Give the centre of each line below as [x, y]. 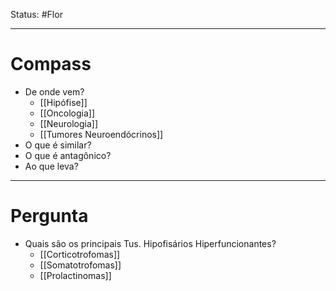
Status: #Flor [36, 14]
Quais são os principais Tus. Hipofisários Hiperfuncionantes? [150, 243]
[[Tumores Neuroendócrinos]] [101, 134]
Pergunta [49, 216]
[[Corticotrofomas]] [80, 254]
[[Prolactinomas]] [75, 275]
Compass [51, 64]
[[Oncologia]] [67, 113]
